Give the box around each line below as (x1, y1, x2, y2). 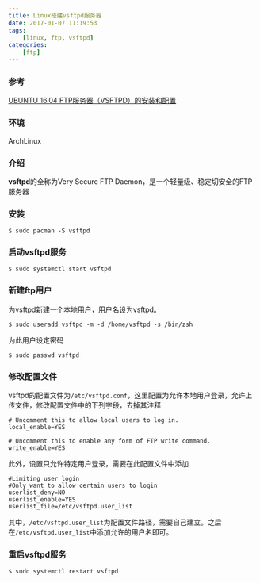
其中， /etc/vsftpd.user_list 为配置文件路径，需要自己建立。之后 (8, 517, 222, 527)
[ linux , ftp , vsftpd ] (22, 33, 94, 42)
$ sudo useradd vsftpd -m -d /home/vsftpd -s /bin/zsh (8, 320, 193, 328)
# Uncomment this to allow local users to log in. (8, 416, 179, 424)
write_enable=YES (8, 444, 66, 452)
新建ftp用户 (8, 285, 52, 296)
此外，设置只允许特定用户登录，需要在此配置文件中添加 (8, 459, 189, 469)
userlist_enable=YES (8, 496, 77, 504)
